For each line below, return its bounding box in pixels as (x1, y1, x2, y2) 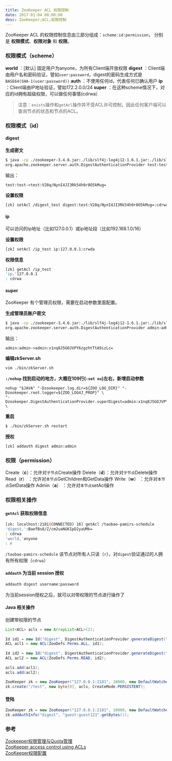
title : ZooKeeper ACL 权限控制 (5, 7, 69, 13)
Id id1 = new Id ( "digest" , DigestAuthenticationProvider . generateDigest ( (5, 636, 166, 642)
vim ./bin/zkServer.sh (5, 366, 54, 371)
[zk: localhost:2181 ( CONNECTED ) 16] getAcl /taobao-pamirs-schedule (5, 522, 155, 527)
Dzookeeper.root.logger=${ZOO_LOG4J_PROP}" (5, 390, 100, 395)
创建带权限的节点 (5, 617, 41, 623)
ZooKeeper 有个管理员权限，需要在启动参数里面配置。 (5, 299, 120, 306)
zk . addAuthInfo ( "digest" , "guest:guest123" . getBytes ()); (5, 712, 130, 718)
